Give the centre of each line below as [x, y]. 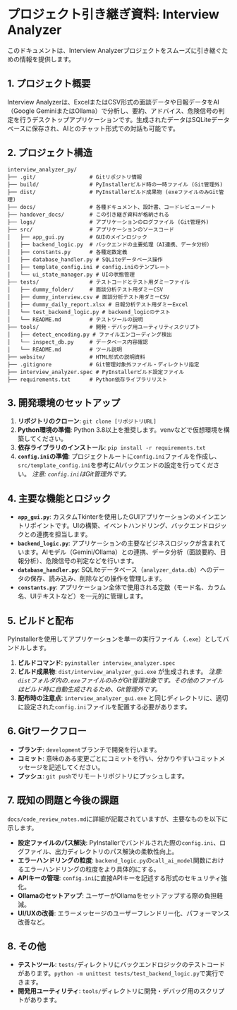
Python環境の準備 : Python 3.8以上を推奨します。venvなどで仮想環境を [120, 430]
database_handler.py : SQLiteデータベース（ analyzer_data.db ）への [115, 570]
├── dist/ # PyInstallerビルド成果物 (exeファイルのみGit [113, 192]
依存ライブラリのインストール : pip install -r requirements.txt [111, 447]
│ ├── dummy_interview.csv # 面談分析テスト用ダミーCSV [89, 297]
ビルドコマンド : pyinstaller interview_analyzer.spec [96, 663]
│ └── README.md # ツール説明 [65, 349]
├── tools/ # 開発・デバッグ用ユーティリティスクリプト [104, 327]
